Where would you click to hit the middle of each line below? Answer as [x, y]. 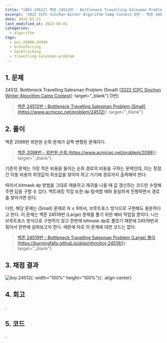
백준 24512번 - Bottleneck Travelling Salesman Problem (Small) [81, 106]
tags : [11, 38]
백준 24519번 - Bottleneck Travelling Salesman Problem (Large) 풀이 [86, 238]
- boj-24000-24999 [29, 42]
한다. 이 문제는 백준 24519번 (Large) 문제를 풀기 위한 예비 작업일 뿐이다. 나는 [84, 214]
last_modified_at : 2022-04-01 [37, 24]
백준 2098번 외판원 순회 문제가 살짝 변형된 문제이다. [55, 142]
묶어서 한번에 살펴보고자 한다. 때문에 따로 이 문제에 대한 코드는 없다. [71, 227]
